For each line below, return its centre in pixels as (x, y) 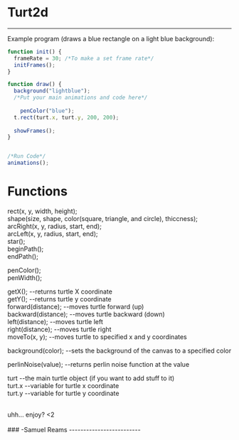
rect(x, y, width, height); (42, 211)
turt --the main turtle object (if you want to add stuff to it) (91, 378)
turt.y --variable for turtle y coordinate (63, 393)
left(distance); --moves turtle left (55, 322)
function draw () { (34, 85)
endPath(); (23, 256)
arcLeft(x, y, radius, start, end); (53, 234)
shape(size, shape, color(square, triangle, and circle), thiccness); (102, 219)
